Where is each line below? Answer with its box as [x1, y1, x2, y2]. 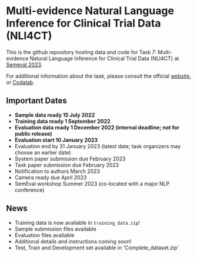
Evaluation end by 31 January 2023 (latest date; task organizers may [14, 142, 181, 149]
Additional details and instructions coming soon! [14, 238, 132, 245]
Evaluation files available [14, 231, 75, 239]
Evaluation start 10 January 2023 [14, 136, 98, 143]
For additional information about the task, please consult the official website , [6, 72, 192, 79]
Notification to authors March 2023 [14, 168, 100, 175]
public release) [14, 130, 52, 137]
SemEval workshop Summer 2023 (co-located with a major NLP [14, 180, 170, 187]
